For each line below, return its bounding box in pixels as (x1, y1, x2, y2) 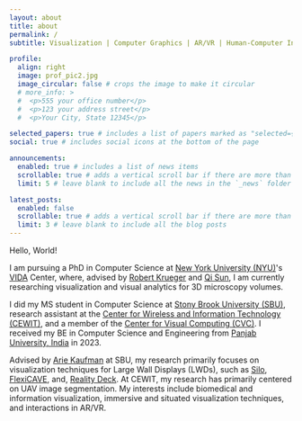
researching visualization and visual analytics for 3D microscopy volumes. (9, 282, 284, 292)
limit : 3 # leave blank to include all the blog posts (17, 220, 227, 229)
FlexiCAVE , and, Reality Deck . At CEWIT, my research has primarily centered (9, 374, 292, 384)
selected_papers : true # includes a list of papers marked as (9, 130, 247, 139)
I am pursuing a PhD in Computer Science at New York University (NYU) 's (9, 263, 283, 273)
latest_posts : (9, 195, 63, 204)
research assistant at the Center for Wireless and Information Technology (9, 309, 281, 319)
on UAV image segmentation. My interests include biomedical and (9, 383, 253, 394)
